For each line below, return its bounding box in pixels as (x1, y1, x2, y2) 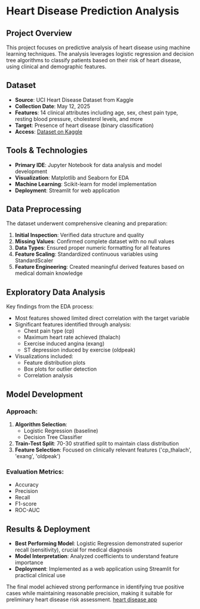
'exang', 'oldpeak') (14, 452, 61, 459)
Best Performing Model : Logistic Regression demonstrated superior (14, 540, 183, 547)
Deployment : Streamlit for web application (14, 187, 120, 194)
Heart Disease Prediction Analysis (6, 4, 180, 18)
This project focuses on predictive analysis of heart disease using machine (6, 44, 190, 51)
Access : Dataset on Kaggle (14, 128, 82, 135)
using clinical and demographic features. (6, 63, 106, 70)
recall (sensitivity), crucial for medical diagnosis (14, 546, 133, 553)
